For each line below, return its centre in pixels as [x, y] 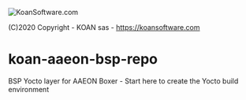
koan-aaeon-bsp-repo [83, 59]
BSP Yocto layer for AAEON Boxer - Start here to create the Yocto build [123, 81]
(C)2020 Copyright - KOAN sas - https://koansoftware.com [104, 27]
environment [29, 89]
